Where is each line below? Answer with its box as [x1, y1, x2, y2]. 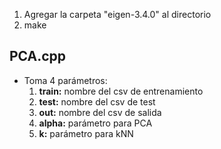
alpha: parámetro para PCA [38, 117, 153, 129]
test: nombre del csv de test [38, 95, 156, 108]
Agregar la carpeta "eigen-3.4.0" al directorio [23, 9, 212, 20]
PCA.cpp [9, 48, 67, 65]
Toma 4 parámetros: [23, 74, 108, 86]
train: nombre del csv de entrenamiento [38, 85, 204, 97]
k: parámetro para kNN [38, 127, 134, 139]
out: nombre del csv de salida [38, 106, 162, 118]
